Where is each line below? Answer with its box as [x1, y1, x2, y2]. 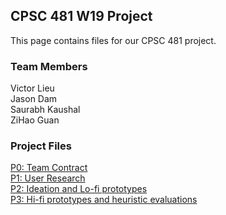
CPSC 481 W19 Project [10, 8, 153, 25]
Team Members [10, 59, 88, 73]
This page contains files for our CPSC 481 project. [10, 34, 217, 46]
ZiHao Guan [10, 114, 60, 126]
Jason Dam [10, 93, 58, 105]
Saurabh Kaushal [10, 104, 81, 116]
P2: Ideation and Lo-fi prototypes [10, 183, 148, 195]
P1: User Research [10, 172, 86, 184]
